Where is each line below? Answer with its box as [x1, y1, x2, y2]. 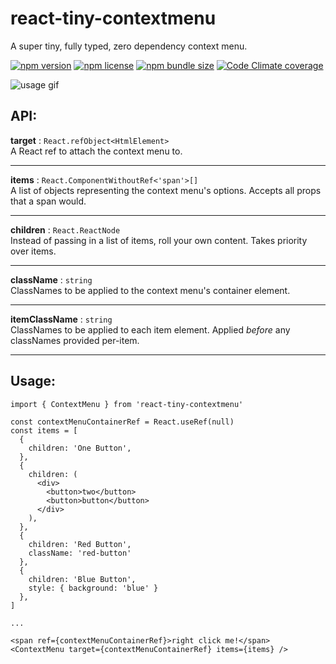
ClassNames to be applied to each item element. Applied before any [10, 323, 291, 336]
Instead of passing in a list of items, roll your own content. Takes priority [10, 234, 308, 246]
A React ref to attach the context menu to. [10, 145, 183, 157]
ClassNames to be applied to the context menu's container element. [10, 284, 291, 296]
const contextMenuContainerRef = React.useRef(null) [10, 417, 235, 427]
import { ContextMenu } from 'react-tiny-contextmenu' [10, 399, 244, 409]
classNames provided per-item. [10, 334, 140, 346]
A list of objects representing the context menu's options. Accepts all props [10, 184, 322, 196]
